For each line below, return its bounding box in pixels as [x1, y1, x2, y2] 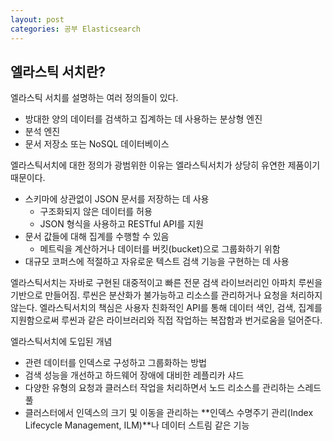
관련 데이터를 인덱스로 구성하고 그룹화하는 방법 [24, 357, 207, 369]
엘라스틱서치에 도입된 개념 [10, 336, 113, 348]
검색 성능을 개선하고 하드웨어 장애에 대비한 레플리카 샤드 [24, 369, 245, 381]
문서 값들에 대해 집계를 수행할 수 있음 [24, 231, 170, 243]
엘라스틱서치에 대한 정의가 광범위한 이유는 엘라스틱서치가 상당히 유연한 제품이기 [10, 159, 321, 171]
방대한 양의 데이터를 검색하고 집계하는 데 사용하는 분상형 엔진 [24, 113, 263, 125]
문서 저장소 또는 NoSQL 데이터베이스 [24, 138, 170, 150]
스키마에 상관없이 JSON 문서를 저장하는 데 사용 [24, 193, 210, 205]
